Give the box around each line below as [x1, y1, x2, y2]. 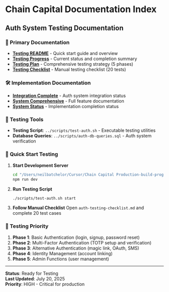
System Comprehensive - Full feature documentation [12, 98, 124, 104]
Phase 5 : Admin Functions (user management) [12, 256, 109, 262]
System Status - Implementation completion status [12, 104, 119, 110]
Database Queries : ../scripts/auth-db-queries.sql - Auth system [12, 133, 152, 139]
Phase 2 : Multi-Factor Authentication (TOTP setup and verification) [12, 239, 152, 246]
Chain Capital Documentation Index [5, 4, 157, 15]
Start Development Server [12, 162, 69, 168]
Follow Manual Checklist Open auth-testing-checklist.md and [12, 205, 144, 211]
